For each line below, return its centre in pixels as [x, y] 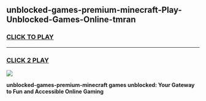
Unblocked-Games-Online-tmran [71, 20]
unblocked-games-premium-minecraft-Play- [94, 10]
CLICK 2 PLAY [28, 60]
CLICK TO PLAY [30, 37]
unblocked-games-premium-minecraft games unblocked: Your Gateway [101, 84]
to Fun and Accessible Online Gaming [55, 91]
